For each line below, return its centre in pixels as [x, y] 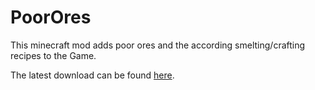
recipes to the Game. [53, 55]
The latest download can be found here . [92, 75]
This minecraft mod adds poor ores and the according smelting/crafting [158, 45]
